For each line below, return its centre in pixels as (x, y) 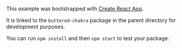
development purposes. (36, 27)
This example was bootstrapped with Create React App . (75, 9)
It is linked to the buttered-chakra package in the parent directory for (91, 20)
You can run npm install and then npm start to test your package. (88, 38)
